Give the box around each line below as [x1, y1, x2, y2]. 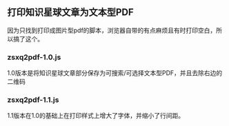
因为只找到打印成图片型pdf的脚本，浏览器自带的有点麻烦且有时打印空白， [7, 26, 217, 34]
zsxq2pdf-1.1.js [7, 95, 59, 105]
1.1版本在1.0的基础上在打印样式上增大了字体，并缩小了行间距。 [7, 112, 185, 120]
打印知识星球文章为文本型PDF [7, 6, 135, 19]
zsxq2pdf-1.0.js [7, 52, 61, 62]
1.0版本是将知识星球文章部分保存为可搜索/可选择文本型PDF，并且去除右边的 [7, 69, 223, 77]
